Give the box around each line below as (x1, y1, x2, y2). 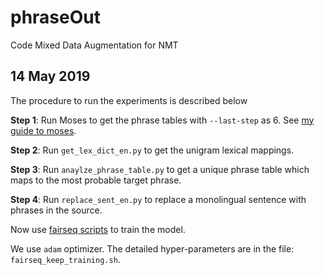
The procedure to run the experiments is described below (10, 94, 248, 106)
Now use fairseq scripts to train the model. (10, 223, 186, 235)
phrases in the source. (10, 204, 103, 216)
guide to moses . (10, 124, 77, 136)
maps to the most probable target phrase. (10, 174, 182, 186)
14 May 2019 (10, 68, 91, 85)
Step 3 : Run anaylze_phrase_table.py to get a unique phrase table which (10, 163, 310, 175)
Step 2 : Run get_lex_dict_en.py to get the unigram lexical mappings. (10, 144, 295, 156)
